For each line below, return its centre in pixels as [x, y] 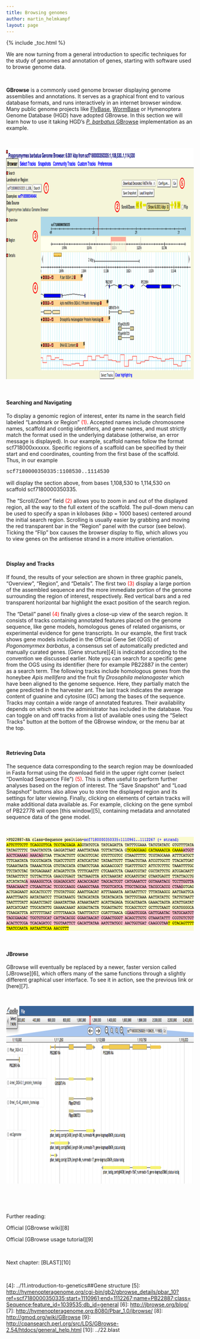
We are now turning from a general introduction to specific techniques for [96, 54]
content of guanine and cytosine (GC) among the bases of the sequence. [96, 696]
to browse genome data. [36, 67]
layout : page [22, 25]
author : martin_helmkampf [38, 19]
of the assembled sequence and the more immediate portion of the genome [99, 589]
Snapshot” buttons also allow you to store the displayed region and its [92, 791]
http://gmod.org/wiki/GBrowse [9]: [49, 1318]
